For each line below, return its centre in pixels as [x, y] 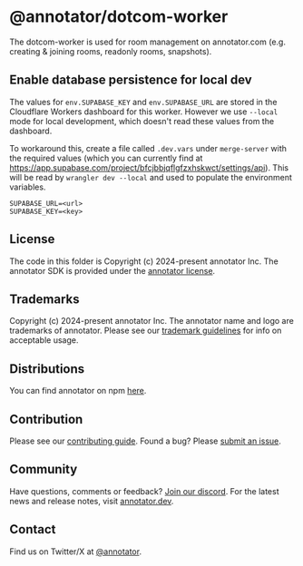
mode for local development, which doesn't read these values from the [142, 121]
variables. [28, 187]
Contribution [46, 419]
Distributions [47, 369]
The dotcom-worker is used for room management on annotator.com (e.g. [147, 42]
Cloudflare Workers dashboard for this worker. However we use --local [144, 112]
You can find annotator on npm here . [78, 391]
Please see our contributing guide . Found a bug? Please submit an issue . [145, 441]
